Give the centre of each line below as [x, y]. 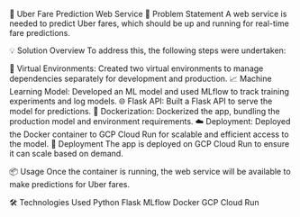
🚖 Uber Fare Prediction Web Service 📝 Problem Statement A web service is [148, 14]
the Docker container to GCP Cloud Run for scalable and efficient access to [150, 134]
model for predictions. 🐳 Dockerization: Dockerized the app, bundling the [145, 111]
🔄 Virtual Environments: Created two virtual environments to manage [136, 68]
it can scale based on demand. [66, 154]
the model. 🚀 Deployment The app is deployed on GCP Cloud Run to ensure [150, 144]
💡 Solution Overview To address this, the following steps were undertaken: [148, 50]
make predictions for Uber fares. [70, 184]
